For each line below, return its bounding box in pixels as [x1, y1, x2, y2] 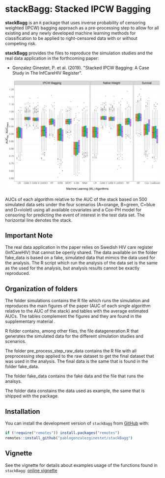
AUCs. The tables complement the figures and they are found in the [5, 313, 142, 319]
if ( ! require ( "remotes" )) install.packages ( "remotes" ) [5, 430, 120, 435]
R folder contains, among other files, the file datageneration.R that [5, 328, 139, 334]
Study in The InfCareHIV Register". [12, 70, 82, 76]
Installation [5, 407, 40, 416]
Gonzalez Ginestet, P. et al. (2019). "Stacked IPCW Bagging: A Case [12, 65, 149, 71]
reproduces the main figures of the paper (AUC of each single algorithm [5, 303, 151, 309]
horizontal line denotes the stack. [5, 217, 73, 223]
